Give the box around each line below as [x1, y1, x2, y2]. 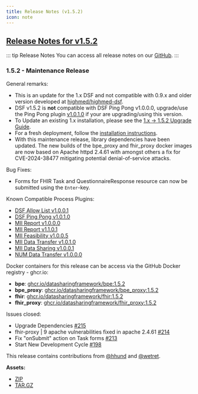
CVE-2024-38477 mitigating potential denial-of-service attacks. [14, 155, 171, 162]
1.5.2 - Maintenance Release [6, 66, 90, 75]
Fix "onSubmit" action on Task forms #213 [14, 334, 118, 341]
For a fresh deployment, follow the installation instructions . [14, 129, 158, 136]
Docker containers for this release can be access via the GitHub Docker [6, 262, 181, 270]
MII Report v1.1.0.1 [14, 226, 58, 233]
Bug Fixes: [6, 166, 32, 173]
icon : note [6, 14, 33, 20]
